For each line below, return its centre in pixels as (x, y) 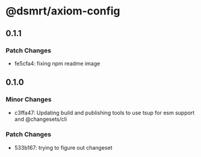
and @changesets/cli (41, 119)
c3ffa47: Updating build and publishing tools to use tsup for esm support (104, 112)
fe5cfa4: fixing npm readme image (57, 63)
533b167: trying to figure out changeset (63, 147)
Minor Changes (29, 99)
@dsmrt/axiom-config (63, 11)
